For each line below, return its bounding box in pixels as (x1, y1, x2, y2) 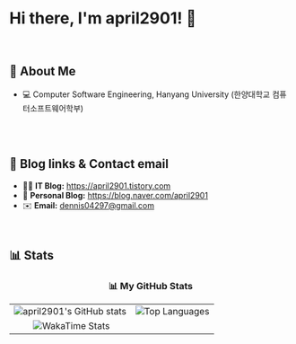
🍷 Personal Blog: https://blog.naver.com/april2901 (22, 190, 209, 200)
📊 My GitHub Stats (108, 279, 194, 292)
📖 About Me (9, 64, 76, 79)
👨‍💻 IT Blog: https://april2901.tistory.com (22, 180, 171, 191)
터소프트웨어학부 (22, 102, 81, 113)
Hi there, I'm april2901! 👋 (9, 8, 197, 29)
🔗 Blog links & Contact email (9, 156, 169, 172)
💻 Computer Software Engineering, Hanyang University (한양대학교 (22, 89, 271, 100)
